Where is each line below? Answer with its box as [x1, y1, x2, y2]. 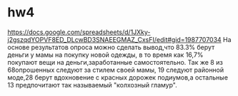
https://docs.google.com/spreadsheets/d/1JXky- [7, 28, 152, 36]
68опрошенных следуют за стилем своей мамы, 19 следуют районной [7, 65, 224, 74]
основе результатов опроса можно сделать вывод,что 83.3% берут [7, 43, 215, 51]
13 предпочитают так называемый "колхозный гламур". [7, 80, 177, 89]
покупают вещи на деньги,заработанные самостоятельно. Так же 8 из [7, 58, 223, 66]
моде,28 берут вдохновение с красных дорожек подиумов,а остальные [7, 73, 229, 82]
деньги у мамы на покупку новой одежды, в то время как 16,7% [7, 50, 204, 59]
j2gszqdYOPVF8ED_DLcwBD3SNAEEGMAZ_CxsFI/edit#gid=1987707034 [7, 35, 222, 43]
